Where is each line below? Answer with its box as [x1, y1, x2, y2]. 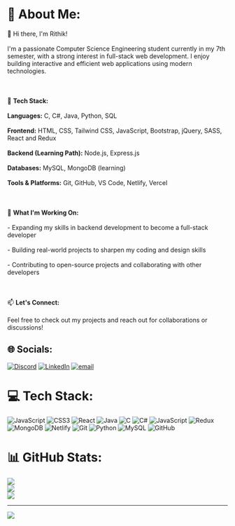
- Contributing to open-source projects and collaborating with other [7, 260, 202, 269]
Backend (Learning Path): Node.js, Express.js [7, 149, 140, 157]
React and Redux [7, 133, 57, 142]
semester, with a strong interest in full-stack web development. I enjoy [7, 52, 210, 60]
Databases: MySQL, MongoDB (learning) [7, 163, 126, 172]
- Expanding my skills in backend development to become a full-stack [7, 223, 208, 231]
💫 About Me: [7, 6, 81, 22]
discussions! [7, 323, 43, 332]
